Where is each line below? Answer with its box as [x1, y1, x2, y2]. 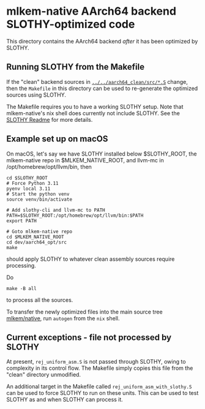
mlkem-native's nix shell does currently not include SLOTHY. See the [6, 109, 181, 117]
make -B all [6, 285, 37, 291]
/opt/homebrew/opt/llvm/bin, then [6, 163, 92, 170]
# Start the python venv [6, 191, 70, 197]
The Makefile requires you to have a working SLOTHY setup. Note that [6, 103, 184, 110]
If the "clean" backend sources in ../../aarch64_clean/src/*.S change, [6, 78, 188, 85]
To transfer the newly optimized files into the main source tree [6, 308, 163, 315]
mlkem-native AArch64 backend [6, 4, 176, 18]
